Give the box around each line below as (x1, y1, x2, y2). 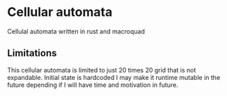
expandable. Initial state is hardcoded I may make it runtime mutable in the (7, 73, 221, 81)
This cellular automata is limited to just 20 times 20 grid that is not (7, 65, 196, 74)
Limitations (7, 47, 57, 59)
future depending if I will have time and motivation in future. (7, 81, 179, 89)
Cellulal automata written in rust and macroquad (7, 27, 145, 35)
